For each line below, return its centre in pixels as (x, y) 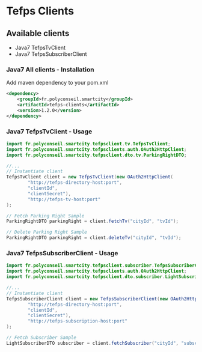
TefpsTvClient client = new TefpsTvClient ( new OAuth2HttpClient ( (90, 177)
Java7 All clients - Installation (50, 69)
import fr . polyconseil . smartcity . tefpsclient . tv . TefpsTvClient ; (88, 144)
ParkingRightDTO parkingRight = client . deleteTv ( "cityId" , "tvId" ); (94, 238)
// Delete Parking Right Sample (47, 232)
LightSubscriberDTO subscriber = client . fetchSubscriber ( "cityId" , (93, 343)
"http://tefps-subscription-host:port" (78, 321)
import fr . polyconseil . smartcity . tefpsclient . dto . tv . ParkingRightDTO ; (96, 155)
